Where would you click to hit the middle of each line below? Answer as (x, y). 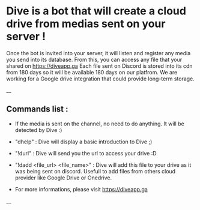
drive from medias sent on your (86, 24)
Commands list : (37, 109)
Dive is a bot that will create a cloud (96, 11)
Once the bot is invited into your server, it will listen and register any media (98, 53)
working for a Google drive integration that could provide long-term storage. (101, 79)
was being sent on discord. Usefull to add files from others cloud (95, 171)
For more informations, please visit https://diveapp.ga (81, 189)
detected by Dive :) (38, 130)
